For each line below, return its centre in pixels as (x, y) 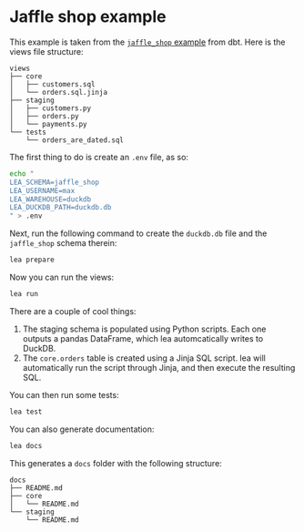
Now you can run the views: (62, 277)
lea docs (26, 445)
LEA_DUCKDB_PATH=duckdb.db (61, 208)
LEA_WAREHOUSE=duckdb (51, 199)
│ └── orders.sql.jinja (58, 92)
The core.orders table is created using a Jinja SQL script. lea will (144, 358)
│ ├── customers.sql (52, 84)
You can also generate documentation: (82, 429)
